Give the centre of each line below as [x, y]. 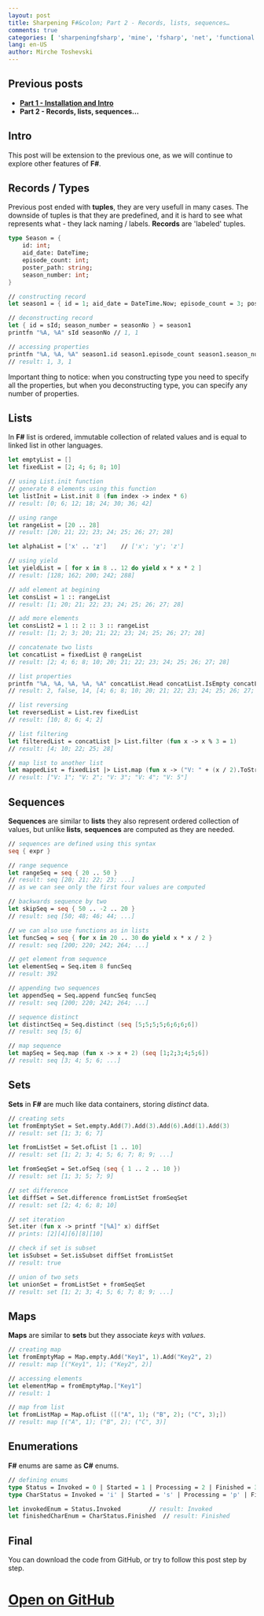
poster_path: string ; [57, 267]
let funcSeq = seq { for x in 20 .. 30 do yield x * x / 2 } [110, 938]
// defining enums [38, 1480]
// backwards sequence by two [58, 902]
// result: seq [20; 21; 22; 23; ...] [71, 880]
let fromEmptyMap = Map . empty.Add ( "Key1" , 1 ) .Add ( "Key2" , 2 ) [110, 1357]
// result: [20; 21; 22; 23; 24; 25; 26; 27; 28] [91, 533]
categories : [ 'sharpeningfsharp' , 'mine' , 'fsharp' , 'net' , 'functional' [133, 37]
